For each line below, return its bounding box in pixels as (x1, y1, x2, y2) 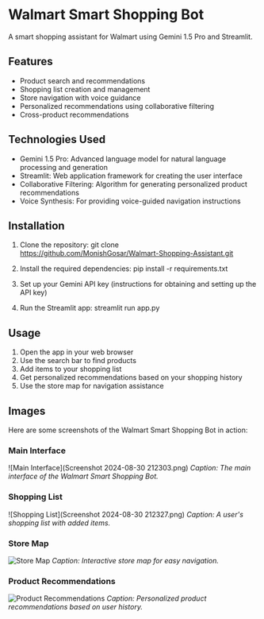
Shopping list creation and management (19, 84, 151, 94)
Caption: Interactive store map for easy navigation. (51, 555, 220, 565)
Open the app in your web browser (19, 347, 134, 357)
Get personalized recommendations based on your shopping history (19, 373, 243, 382)
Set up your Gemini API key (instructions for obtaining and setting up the (19, 280, 257, 289)
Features (8, 55, 53, 68)
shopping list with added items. (8, 518, 111, 528)
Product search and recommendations (19, 75, 145, 85)
